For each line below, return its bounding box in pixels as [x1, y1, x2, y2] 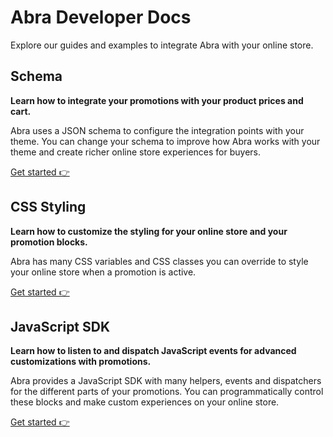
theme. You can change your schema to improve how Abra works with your [10, 135, 321, 147]
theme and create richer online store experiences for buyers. [10, 146, 262, 158]
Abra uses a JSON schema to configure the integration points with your [10, 124, 305, 136]
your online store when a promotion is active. [10, 266, 197, 278]
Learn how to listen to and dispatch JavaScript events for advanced [10, 345, 297, 357]
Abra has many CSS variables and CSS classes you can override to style [10, 255, 309, 267]
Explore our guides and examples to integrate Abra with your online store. [10, 39, 314, 51]
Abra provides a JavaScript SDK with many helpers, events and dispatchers [10, 375, 322, 387]
